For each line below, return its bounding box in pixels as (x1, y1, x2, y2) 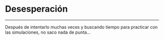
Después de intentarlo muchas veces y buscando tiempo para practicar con (5, 24, 158, 30)
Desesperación (5, 3, 68, 15)
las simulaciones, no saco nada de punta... (5, 29, 91, 35)
